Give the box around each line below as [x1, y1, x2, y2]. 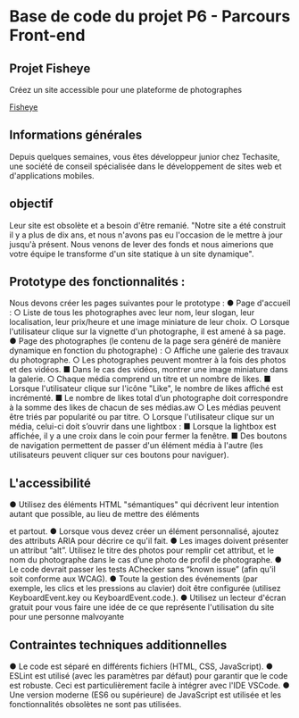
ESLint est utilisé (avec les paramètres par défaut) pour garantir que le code [9, 671, 288, 681]
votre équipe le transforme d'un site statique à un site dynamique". [9, 248, 254, 259]
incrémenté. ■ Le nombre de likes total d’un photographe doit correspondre [9, 393, 288, 404]
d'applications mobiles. [9, 170, 96, 180]
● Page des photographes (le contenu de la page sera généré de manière [9, 336, 281, 346]
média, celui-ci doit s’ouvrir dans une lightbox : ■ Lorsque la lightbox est [9, 422, 277, 432]
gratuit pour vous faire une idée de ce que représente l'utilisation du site [9, 602, 275, 613]
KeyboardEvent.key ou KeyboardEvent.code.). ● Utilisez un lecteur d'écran [9, 592, 287, 604]
